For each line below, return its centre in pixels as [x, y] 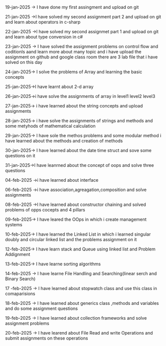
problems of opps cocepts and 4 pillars [45, 210]
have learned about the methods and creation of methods [64, 141]
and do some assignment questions [42, 308]
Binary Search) [20, 279]
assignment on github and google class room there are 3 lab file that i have [82, 57]
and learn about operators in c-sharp [43, 22]
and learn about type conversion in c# [44, 37]
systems [14, 224]
